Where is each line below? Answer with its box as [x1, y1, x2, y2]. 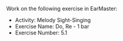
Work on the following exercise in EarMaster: [6, 5, 118, 12]
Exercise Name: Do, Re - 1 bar [14, 23, 89, 30]
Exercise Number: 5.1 [14, 29, 68, 36]
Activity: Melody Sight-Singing [14, 17, 91, 23]
